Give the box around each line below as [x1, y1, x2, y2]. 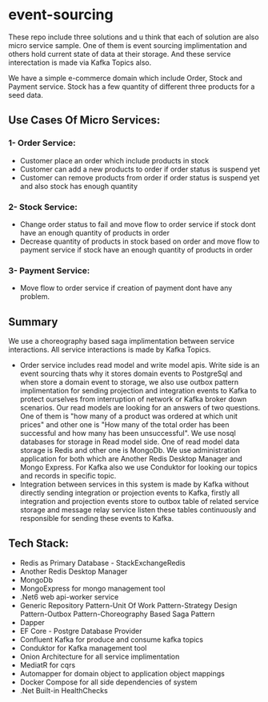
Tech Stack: [8, 537, 70, 551]
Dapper [19, 617, 46, 627]
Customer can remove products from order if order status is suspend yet [19, 172, 260, 182]
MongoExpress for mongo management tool [19, 583, 166, 593]
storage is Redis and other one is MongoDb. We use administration [19, 446, 240, 455]
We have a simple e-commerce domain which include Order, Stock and [8, 73, 242, 83]
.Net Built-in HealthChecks [19, 685, 108, 695]
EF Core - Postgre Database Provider [19, 626, 142, 635]
